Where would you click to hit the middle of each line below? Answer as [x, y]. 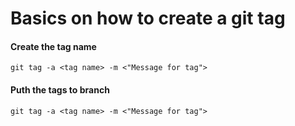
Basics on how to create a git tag [148, 18]
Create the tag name [53, 46]
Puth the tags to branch [60, 89]
